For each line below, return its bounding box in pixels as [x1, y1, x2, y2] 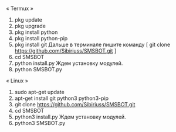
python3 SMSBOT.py [14, 120, 66, 126]
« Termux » [6, 5, 33, 12]
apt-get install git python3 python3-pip [14, 95, 109, 102]
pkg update [14, 16, 43, 23]
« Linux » [6, 77, 28, 84]
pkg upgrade [14, 23, 46, 29]
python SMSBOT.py [14, 66, 63, 72]
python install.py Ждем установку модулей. [14, 60, 123, 67]
